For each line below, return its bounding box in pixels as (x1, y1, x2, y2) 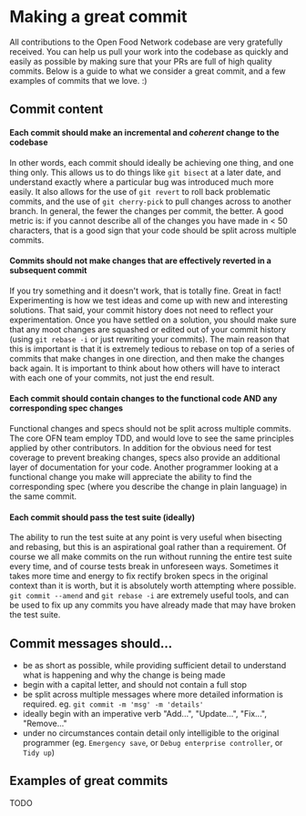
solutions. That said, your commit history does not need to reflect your (9, 304, 274, 315)
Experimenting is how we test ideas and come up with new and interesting (9, 294, 289, 306)
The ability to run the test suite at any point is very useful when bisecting (9, 532, 282, 543)
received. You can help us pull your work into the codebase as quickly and (9, 46, 289, 56)
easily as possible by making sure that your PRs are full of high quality (9, 56, 272, 66)
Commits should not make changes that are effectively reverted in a (9, 255, 271, 266)
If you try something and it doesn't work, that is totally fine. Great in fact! (9, 285, 282, 296)
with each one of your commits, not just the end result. (9, 372, 215, 383)
